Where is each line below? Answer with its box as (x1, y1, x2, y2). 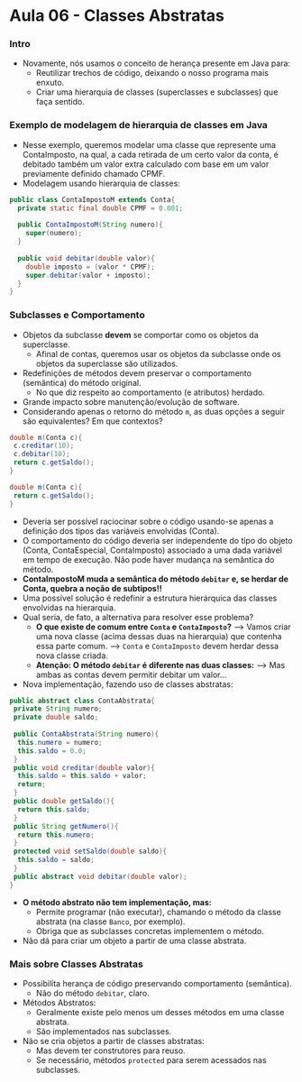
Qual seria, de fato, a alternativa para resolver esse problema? (22, 611, 254, 622)
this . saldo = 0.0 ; (17, 746, 87, 756)
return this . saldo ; (17, 804, 91, 814)
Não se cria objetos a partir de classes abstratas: (22, 1036, 206, 1046)
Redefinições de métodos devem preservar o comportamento (22, 367, 252, 379)
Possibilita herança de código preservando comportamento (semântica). (22, 978, 293, 988)
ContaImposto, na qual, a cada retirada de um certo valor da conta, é (22, 149, 279, 160)
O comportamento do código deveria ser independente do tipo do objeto (22, 535, 293, 546)
